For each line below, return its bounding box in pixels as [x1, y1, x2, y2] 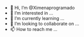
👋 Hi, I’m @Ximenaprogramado [10, 5, 75, 10]
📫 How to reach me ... [10, 26, 58, 32]
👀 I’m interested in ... [10, 10, 53, 16]
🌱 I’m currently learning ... [10, 15, 65, 21]
